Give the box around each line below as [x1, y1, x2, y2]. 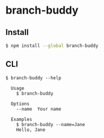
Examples [11, 116, 32, 122]
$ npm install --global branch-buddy [5, 43, 99, 49]
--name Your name [16, 106, 61, 112]
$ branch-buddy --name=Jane [16, 121, 85, 127]
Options [11, 101, 30, 107]
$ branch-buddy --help [5, 75, 61, 81]
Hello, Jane [16, 127, 45, 133]
